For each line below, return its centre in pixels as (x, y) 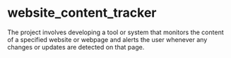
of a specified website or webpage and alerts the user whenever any (107, 39)
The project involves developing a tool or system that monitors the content (115, 32)
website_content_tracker (82, 13)
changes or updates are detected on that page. (76, 47)
